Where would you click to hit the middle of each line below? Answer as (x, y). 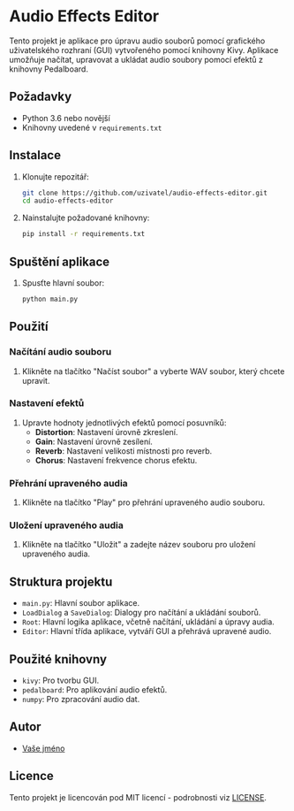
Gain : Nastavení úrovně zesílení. (94, 441)
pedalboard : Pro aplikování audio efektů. (94, 690)
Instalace (35, 155)
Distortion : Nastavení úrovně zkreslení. (106, 432)
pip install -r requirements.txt (83, 234)
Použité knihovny (58, 659)
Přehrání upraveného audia (68, 483)
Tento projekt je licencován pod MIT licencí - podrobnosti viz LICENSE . (138, 797)
